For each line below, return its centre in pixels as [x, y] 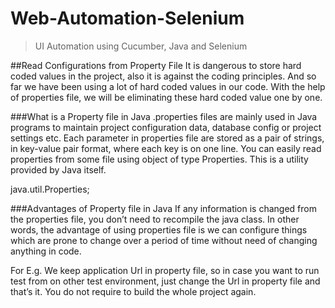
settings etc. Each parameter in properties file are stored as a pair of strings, [167, 138]
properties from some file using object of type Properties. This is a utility [159, 159]
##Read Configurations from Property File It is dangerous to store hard [156, 65]
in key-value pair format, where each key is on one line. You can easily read [166, 148]
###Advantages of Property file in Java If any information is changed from [163, 208]
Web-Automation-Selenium [127, 18]
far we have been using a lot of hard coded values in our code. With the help [168, 86]
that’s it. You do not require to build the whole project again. [133, 291]
